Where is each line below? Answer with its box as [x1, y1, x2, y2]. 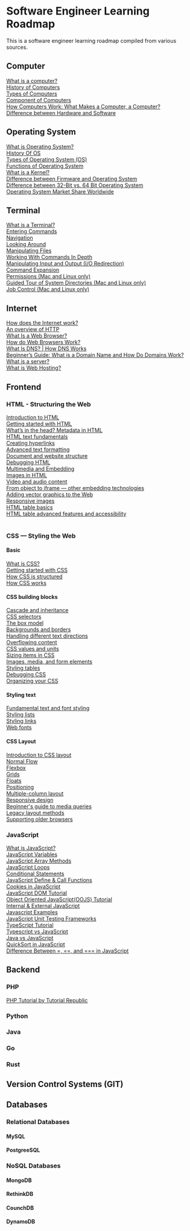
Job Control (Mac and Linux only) [6, 286, 89, 293]
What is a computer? [6, 77, 58, 84]
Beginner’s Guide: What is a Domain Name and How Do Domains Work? [6, 351, 184, 359]
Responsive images [6, 497, 55, 504]
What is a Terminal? [6, 221, 55, 229]
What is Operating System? [6, 143, 74, 150]
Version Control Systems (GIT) [6, 1079, 124, 1089]
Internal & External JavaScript [6, 902, 80, 909]
